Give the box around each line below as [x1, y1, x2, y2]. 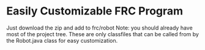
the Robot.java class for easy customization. [6, 37, 118, 44]
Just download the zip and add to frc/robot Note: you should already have [6, 24, 193, 31]
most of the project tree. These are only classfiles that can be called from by [6, 30, 199, 37]
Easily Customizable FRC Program [6, 4, 184, 18]
